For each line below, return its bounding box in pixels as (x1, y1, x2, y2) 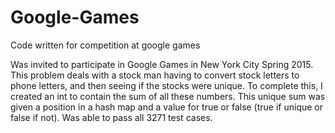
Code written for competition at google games (10, 39, 201, 51)
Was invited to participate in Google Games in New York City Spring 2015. (10, 58, 314, 70)
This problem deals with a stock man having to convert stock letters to (10, 69, 300, 81)
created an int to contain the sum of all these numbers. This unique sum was (10, 90, 326, 102)
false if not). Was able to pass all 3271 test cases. (10, 111, 213, 123)
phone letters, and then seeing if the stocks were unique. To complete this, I (10, 79, 323, 91)
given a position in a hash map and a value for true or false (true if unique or (10, 101, 324, 113)
